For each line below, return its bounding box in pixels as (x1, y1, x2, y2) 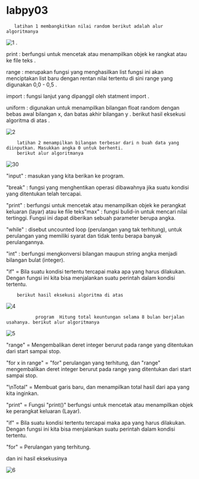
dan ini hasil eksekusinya (6, 455, 67, 462)
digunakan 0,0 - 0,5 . (6, 81, 58, 88)
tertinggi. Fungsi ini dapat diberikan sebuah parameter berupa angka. (6, 214, 176, 221)
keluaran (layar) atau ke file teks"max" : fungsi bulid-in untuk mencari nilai (6, 208, 188, 215)
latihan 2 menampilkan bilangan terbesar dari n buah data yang (17, 139, 179, 146)
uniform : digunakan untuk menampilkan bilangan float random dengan (6, 104, 180, 111)
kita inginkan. (6, 390, 39, 397)
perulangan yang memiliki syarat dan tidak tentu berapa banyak (6, 232, 162, 239)
